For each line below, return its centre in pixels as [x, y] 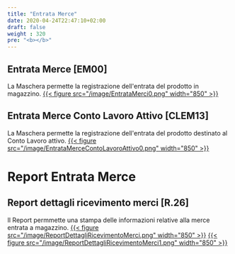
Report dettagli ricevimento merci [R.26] [98, 203]
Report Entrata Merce [72, 176]
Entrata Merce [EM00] [57, 69]
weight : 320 [27, 34]
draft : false [27, 27]
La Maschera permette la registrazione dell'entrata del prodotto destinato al [117, 133]
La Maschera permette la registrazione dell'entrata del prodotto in [103, 86]
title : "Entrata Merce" [42, 14]
